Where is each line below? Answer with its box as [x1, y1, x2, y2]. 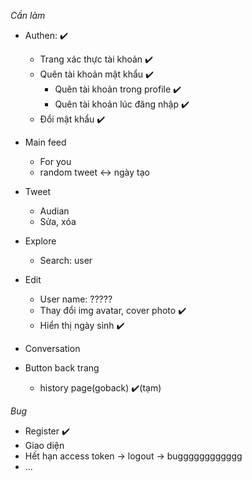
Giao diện [24, 440, 65, 451]
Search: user [39, 255, 93, 266]
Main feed [24, 136, 67, 148]
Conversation [24, 343, 81, 354]
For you [39, 156, 72, 167]
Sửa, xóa [39, 216, 77, 227]
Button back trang [24, 362, 100, 374]
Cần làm [10, 10, 46, 21]
